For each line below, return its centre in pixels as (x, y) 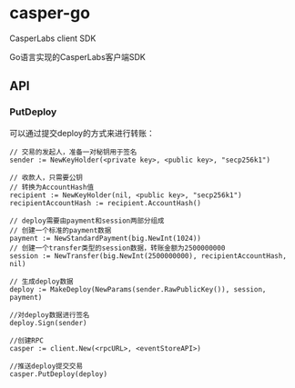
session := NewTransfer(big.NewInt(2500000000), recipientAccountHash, (148, 256)
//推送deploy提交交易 (46, 366)
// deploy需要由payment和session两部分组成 (87, 221)
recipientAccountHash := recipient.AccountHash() (106, 203)
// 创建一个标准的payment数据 (61, 230)
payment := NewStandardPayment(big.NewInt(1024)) (106, 238)
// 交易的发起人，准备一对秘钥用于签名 (73, 152)
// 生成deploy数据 (41, 281)
